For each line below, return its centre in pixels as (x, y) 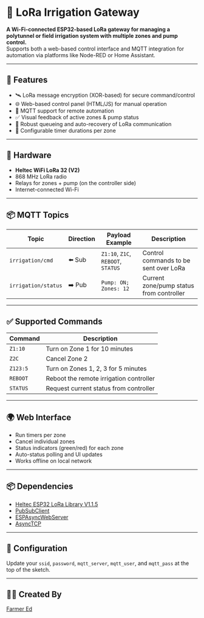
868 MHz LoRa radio (41, 177)
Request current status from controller (100, 388)
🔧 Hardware (29, 156)
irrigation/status (36, 286)
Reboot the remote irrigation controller (100, 379)
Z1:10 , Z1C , (116, 254)
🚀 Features (27, 80)
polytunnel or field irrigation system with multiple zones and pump (92, 35)
